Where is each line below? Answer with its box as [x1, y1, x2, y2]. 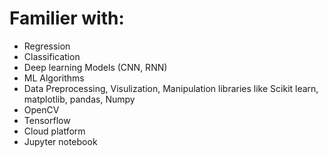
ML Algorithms [23, 72, 85, 84]
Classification [23, 50, 81, 62]
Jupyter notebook [23, 135, 98, 147]
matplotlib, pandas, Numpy [23, 93, 136, 105]
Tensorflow [23, 114, 71, 126]
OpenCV [23, 103, 60, 116]
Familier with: [9, 7, 125, 30]
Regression [23, 40, 71, 52]
